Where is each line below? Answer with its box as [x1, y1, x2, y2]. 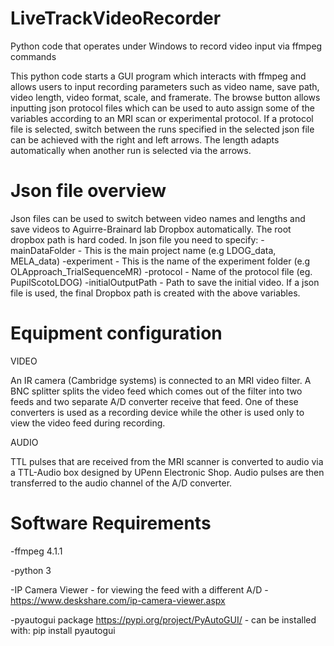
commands [10, 50, 57, 62]
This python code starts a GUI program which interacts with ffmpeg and [10, 70, 307, 82]
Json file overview [10, 180, 167, 202]
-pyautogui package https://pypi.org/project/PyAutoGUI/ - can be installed [10, 613, 317, 626]
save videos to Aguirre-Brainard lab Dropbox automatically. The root [10, 223, 292, 235]
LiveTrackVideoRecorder [10, 7, 222, 30]
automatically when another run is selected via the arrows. [10, 144, 252, 156]
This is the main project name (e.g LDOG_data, [84, 244, 277, 256]
